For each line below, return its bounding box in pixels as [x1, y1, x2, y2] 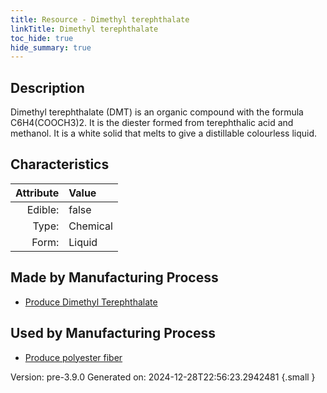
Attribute [15, 186, 60, 200]
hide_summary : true [10, 42, 92, 53]
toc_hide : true [10, 33, 74, 43]
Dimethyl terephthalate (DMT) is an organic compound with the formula [10, 106, 304, 118]
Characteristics [10, 156, 110, 173]
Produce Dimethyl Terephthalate [24, 296, 158, 308]
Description [10, 79, 85, 96]
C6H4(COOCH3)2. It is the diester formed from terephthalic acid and [10, 117, 294, 129]
